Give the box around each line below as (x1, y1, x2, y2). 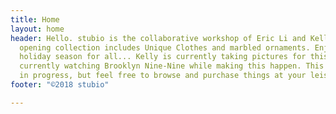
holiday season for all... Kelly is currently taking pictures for (19, 52, 307, 62)
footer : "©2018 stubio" (10, 80, 110, 90)
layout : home (10, 24, 65, 34)
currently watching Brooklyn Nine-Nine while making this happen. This (19, 61, 325, 71)
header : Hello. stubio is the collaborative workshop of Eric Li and (10, 33, 307, 43)
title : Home (10, 14, 60, 25)
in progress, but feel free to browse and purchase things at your (19, 71, 307, 81)
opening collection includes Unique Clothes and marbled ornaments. (19, 42, 311, 53)
